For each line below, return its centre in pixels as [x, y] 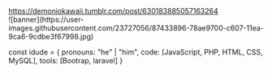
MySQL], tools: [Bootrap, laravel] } [66, 61]
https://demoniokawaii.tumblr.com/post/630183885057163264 [113, 11]
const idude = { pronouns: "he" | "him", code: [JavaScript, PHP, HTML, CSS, [136, 52]
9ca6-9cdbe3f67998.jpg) [51, 36]
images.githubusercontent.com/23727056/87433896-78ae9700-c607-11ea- [136, 28]
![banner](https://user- [46, 19]
